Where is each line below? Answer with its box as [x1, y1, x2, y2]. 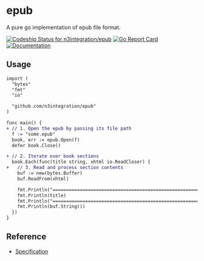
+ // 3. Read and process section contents [6, 165, 123, 171]
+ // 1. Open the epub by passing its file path [6, 125, 132, 131]
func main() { [6, 120, 42, 126]
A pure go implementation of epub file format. [6, 24, 121, 31]
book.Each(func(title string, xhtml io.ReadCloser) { [12, 159, 151, 165]
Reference [6, 231, 47, 242]
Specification [15, 248, 49, 255]
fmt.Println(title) [17, 192, 67, 199]
